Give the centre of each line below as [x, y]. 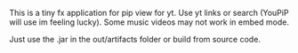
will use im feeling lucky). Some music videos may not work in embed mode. [149, 22]
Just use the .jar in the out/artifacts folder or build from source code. [135, 39]
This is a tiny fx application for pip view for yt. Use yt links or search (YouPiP [149, 13]
